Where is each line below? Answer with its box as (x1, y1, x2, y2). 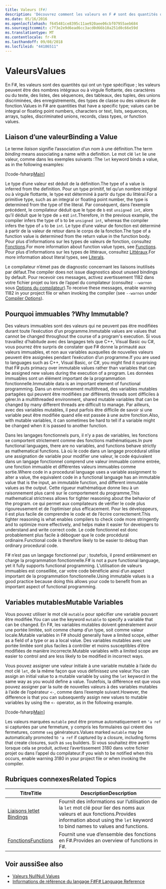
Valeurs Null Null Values (12, 873, 60, 879)
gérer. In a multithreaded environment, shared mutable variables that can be (5, 397, 159, 402)
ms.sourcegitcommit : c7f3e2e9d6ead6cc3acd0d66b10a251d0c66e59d (5, 26, 138, 31)
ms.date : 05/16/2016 (5, 16, 48, 21)
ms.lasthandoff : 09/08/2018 (5, 40, 63, 44)
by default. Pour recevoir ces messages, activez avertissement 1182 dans (5, 274, 154, 280)
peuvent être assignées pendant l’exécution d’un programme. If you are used (5, 355, 161, 360)
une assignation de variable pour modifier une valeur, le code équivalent (5, 453, 152, 459)
